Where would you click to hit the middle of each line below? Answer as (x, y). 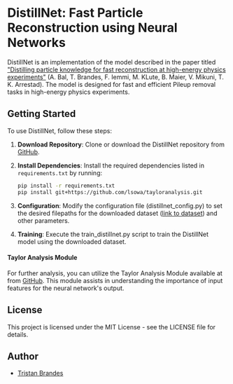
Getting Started (42, 114)
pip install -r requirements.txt (66, 186)
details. (18, 334)
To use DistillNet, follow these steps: (59, 130)
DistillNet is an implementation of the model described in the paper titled (112, 62)
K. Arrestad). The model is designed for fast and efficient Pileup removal (111, 84)
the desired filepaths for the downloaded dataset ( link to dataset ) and (118, 213)
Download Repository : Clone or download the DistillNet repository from (121, 144)
